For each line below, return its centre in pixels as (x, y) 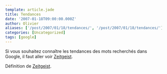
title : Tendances (23, 14)
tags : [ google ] (21, 37)
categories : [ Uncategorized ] (35, 33)
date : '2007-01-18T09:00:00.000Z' (41, 19)
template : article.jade (30, 10)
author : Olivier (22, 23)
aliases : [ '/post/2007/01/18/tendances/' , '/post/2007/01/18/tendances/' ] (84, 28)
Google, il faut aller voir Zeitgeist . (39, 56)
